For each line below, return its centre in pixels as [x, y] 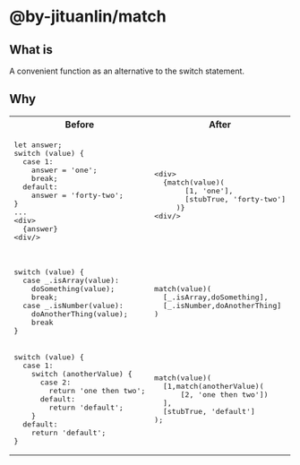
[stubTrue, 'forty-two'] [236, 199]
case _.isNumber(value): [73, 305]
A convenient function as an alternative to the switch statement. [127, 71]
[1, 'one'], [209, 191]
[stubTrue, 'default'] [209, 412]
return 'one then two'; [97, 390]
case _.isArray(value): [70, 280]
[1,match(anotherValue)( [213, 387]
